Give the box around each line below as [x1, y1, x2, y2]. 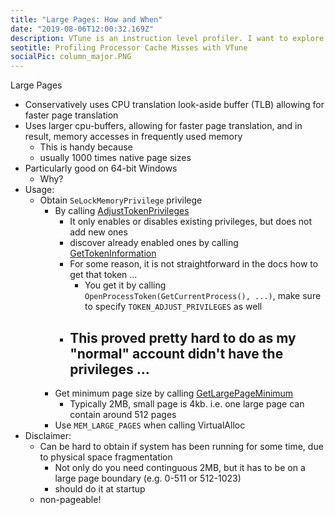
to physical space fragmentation [39, 451, 173, 463]
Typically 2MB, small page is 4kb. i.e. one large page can [69, 397, 305, 410]
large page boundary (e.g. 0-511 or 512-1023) [54, 472, 242, 484]
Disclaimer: [24, 429, 72, 441]
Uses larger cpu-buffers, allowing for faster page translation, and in [24, 120, 303, 132]
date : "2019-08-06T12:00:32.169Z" [10, 24, 155, 34]
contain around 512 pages [69, 408, 177, 420]
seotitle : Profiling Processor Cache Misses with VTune [10, 42, 248, 53]
